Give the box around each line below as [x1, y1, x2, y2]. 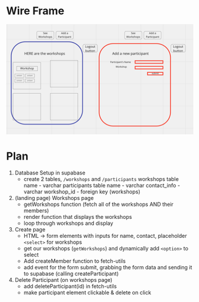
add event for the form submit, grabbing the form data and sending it [23, 264, 192, 271]
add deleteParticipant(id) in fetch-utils [23, 283, 117, 290]
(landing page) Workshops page [14, 195, 94, 202]
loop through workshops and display [23, 220, 113, 227]
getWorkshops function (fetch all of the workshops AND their [23, 201, 174, 208]
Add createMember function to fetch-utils [23, 258, 126, 265]
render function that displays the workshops [23, 214, 132, 221]
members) [23, 207, 49, 214]
